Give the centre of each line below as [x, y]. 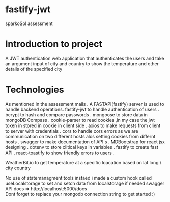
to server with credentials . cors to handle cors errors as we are [72, 131]
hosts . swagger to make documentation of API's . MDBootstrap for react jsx [85, 142]
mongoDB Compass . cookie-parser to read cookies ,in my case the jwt [80, 120]
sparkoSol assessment [29, 23]
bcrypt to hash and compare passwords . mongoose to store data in [76, 115]
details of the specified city [34, 69]
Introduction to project [54, 44]
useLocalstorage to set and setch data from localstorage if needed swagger [85, 183]
